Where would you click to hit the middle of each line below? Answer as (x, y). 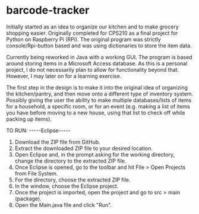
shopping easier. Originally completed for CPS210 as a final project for (92, 33)
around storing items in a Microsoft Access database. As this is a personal (97, 63)
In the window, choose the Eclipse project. (67, 186)
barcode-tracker (48, 10)
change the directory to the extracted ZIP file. (70, 161)
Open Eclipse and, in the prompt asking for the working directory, (95, 154)
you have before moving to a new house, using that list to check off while (96, 113)
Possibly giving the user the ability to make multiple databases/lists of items (99, 100)
